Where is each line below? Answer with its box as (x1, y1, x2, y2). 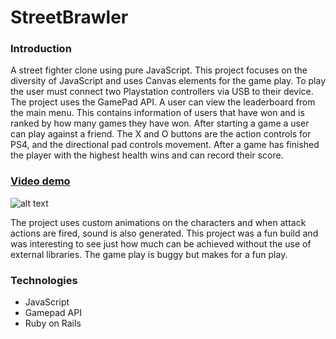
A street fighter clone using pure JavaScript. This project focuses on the (10, 64, 308, 76)
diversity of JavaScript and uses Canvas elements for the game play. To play (10, 75, 326, 87)
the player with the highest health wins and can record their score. (10, 149, 284, 161)
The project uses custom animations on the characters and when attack (10, 216, 307, 228)
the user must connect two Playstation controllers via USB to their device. (10, 86, 314, 98)
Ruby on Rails (24, 317, 82, 330)
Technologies (10, 273, 78, 287)
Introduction (10, 42, 72, 56)
